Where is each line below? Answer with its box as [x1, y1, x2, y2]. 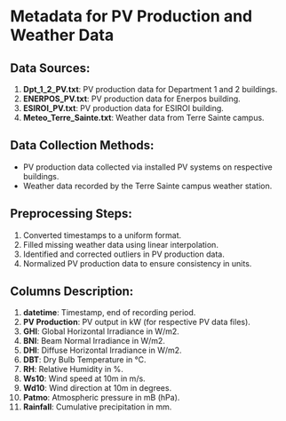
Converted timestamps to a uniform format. [22, 229, 182, 241]
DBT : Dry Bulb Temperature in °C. [22, 354, 147, 365]
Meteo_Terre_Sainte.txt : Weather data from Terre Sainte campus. [22, 113, 265, 123]
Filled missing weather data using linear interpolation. [22, 239, 218, 250]
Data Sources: [10, 60, 91, 75]
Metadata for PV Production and [10, 6, 253, 27]
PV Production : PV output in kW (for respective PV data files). [22, 317, 251, 328]
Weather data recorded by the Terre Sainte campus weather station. [22, 180, 273, 191]
